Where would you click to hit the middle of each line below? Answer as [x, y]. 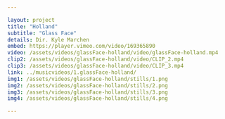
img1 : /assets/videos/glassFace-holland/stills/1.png [88, 79]
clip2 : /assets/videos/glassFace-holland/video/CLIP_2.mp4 [96, 60]
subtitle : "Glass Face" [42, 33]
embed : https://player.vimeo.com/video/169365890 [82, 46]
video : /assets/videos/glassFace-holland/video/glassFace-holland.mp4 [113, 53]
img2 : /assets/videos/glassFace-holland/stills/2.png [88, 85]
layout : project [31, 20]
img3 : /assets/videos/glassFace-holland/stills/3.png [88, 92]
